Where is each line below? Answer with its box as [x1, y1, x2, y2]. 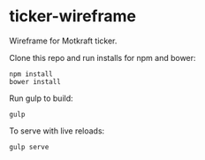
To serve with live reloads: [9, 126, 105, 136]
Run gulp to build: [9, 93, 73, 103]
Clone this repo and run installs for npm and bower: [9, 52, 196, 63]
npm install [9, 69, 53, 79]
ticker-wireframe [9, 6, 137, 27]
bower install [9, 77, 62, 86]
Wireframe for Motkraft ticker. [9, 35, 118, 46]
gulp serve [9, 142, 49, 151]
